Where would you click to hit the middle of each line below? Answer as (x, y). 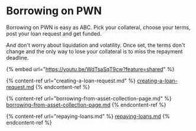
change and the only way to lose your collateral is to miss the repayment (94, 51)
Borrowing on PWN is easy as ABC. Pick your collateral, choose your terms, (98, 27)
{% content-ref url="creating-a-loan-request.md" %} (71, 81)
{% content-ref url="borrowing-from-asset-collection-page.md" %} (89, 98)
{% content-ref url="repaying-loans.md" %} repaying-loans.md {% (88, 116)
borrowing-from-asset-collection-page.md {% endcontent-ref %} (86, 104)
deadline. (17, 57)
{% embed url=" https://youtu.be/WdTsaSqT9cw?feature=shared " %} (90, 69)
